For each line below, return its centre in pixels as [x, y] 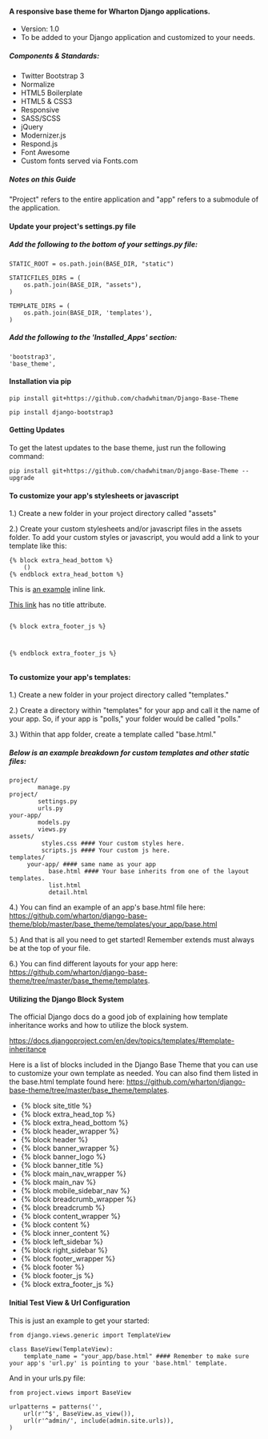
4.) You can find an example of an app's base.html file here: [108, 907]
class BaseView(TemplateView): [61, 1349]
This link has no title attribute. [58, 605]
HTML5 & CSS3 [46, 102]
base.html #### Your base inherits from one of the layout [149, 872]
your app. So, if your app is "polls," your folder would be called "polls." [125, 719]
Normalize [38, 85]
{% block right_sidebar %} [64, 1250]
